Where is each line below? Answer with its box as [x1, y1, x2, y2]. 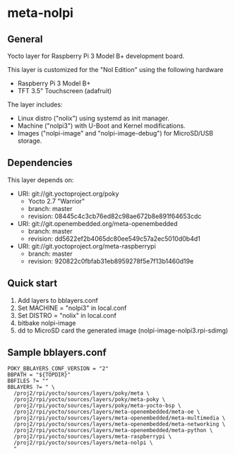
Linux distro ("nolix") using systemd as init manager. [17, 114, 169, 122]
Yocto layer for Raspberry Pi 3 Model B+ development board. [7, 52, 185, 60]
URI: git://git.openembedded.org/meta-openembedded [17, 219, 178, 227]
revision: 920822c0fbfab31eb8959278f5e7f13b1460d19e [28, 256, 194, 265]
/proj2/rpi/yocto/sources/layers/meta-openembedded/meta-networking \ [13, 421, 226, 428]
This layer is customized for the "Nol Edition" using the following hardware [7, 66, 224, 73]
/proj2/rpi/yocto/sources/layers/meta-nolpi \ [13, 439, 153, 446]
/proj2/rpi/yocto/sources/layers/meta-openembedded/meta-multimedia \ [13, 414, 226, 422]
